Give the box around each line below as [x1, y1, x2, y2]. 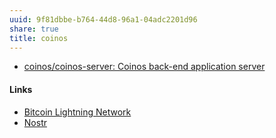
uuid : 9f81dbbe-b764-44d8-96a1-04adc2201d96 [9, 14, 198, 25]
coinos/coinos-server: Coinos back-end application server [23, 61, 266, 73]
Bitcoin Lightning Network [23, 106, 132, 118]
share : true [9, 24, 59, 34]
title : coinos [9, 33, 69, 43]
